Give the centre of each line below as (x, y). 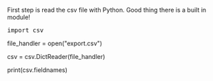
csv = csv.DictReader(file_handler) (56, 57)
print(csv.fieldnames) (37, 70)
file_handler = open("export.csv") (55, 43)
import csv (26, 30)
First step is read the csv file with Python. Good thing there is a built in (107, 10)
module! (19, 17)
